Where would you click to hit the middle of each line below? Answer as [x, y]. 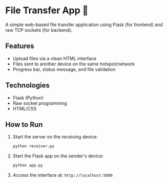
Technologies [28, 86]
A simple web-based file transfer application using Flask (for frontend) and [84, 25]
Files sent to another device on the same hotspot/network [74, 64]
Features [20, 46]
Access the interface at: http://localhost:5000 [62, 175]
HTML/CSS [25, 108]
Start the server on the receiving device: [55, 137]
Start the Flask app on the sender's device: [58, 156]
